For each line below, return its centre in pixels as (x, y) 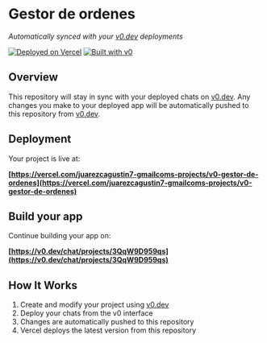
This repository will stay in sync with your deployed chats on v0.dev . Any (129, 97)
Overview (33, 77)
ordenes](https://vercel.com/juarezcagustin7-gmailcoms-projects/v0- (130, 183)
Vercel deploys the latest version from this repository (108, 330)
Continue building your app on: (60, 236)
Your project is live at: (44, 159)
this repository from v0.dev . (54, 114)
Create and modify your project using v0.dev (94, 305)
